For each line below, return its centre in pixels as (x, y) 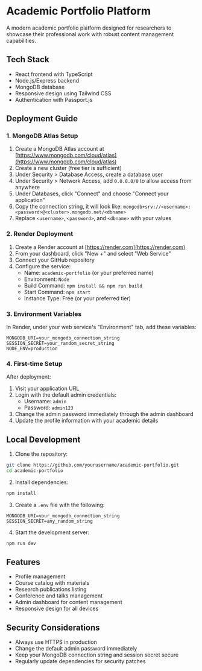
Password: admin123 (49, 408)
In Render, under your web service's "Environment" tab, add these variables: (102, 327)
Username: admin (45, 402)
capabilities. (21, 40)
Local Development (43, 439)
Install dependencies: (42, 482)
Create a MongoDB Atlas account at (59, 149)
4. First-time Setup (34, 364)
